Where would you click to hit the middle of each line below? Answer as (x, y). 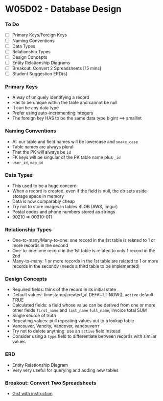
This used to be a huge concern (44, 186)
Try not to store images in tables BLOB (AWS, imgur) (65, 206)
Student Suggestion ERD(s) (40, 73)
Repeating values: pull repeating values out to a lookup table (73, 321)
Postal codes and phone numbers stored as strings (64, 212)
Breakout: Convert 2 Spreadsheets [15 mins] (57, 68)
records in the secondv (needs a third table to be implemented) (76, 266)
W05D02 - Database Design (63, 9)
